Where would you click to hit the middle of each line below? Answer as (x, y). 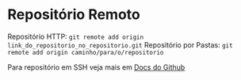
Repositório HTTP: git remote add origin (76, 36)
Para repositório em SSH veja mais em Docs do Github (96, 67)
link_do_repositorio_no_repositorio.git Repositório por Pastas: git (120, 44)
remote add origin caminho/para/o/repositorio (86, 52)
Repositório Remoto (74, 15)
